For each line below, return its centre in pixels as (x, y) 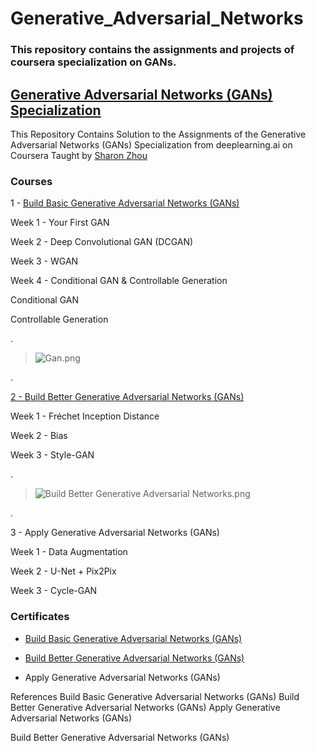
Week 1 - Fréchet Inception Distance (85, 416)
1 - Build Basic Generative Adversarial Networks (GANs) (125, 203)
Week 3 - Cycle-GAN (54, 591)
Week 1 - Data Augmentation (69, 552)
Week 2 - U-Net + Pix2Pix (63, 571)
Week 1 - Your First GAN (60, 223)
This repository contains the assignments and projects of (152, 50)
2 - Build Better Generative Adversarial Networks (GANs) (127, 397)
